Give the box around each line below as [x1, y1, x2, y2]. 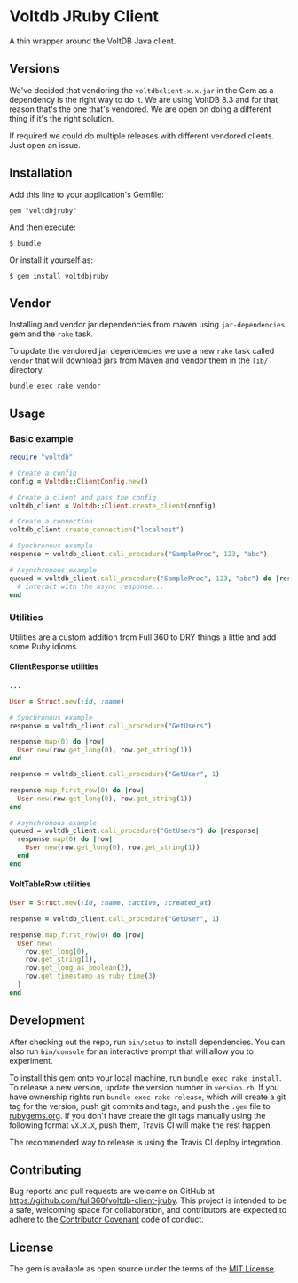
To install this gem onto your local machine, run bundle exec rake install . [9, 1072, 282, 1083]
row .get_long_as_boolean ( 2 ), [25, 964, 133, 972]
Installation [9, 166, 73, 181]
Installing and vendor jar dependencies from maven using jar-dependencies [9, 319, 286, 330]
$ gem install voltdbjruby [9, 272, 109, 280]
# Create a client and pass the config [9, 492, 157, 502]
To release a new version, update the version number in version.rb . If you [9, 1082, 279, 1092]
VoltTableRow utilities [9, 878, 91, 889]
